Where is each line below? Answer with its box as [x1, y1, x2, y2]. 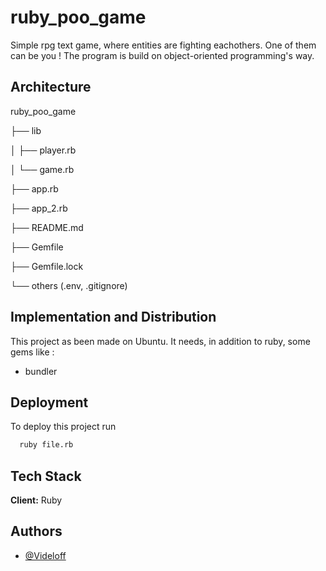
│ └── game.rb [10, 163, 75, 175]
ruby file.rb [19, 440, 74, 450]
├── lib [10, 124, 42, 136]
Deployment [10, 394, 89, 411]
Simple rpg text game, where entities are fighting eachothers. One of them [10, 39, 317, 51]
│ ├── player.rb [10, 144, 77, 156]
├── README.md [10, 221, 84, 233]
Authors [10, 523, 63, 540]
